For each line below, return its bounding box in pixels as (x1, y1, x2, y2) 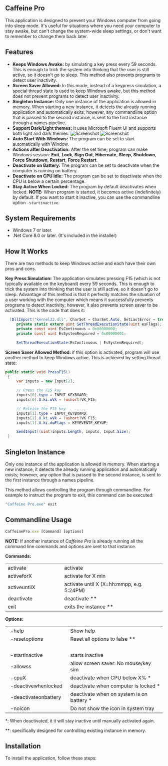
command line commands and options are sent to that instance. (5, 543, 136, 549)
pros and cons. (5, 266, 36, 272)
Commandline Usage (5, 516, 72, 524)
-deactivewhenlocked (10, 682, 62, 689)
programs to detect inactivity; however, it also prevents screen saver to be (5, 302, 158, 308)
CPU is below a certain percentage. (12, 178, 86, 184)
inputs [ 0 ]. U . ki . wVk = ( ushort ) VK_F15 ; (16, 397, 97, 402)
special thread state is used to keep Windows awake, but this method (12, 88, 156, 94)
